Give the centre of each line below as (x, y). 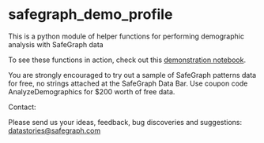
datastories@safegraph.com (55, 130)
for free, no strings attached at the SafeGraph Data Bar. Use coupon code (128, 83)
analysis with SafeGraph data (56, 44)
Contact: (23, 107)
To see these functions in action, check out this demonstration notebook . (127, 60)
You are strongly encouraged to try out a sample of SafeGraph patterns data (132, 75)
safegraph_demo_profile (91, 15)
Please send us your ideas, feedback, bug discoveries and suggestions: (125, 122)
